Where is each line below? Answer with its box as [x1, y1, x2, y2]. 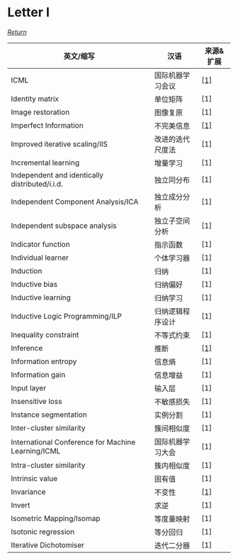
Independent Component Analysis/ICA [11, 197, 139, 207]
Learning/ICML [11, 446, 61, 456]
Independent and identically [11, 170, 104, 180]
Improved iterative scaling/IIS [11, 139, 108, 149]
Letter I [7, 4, 50, 21]
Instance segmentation [11, 410, 87, 419]
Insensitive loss [11, 396, 62, 406]
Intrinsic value [11, 473, 58, 483]
